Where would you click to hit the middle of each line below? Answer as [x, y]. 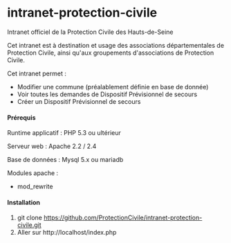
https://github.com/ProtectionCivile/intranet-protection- [123, 218]
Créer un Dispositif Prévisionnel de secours [79, 101]
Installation [24, 202]
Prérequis [21, 117]
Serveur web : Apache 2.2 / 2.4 [52, 146]
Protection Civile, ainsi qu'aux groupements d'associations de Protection [111, 53]
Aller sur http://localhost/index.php [67, 233]
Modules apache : [33, 173]
